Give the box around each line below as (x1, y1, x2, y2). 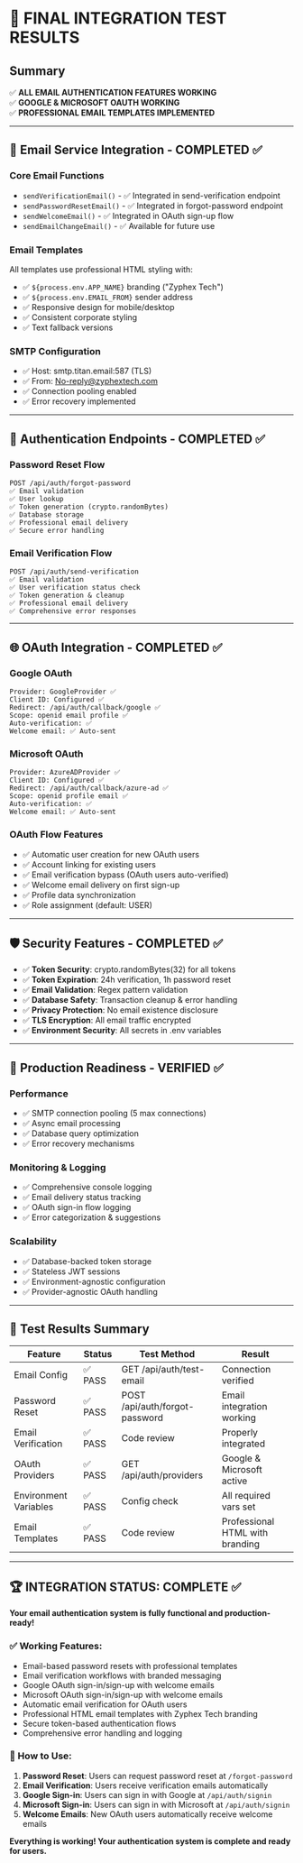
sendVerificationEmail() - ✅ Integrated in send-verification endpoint (22, 189, 281, 201)
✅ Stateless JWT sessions (22, 1266, 121, 1277)
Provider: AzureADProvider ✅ (9, 768, 121, 777)
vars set (221, 1500, 256, 1513)
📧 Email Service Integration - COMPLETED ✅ (9, 142, 263, 158)
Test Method (139, 1348, 196, 1361)
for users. (9, 1845, 47, 1856)
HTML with (221, 1527, 269, 1539)
